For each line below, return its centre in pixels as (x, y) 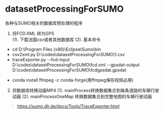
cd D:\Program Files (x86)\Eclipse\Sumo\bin (57, 49)
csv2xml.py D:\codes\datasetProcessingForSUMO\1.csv (68, 54)
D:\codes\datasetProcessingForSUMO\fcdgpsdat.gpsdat (69, 70)
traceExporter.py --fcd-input (41, 59)
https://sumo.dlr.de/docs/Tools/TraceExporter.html (68, 106)
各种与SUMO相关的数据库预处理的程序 (44, 23)
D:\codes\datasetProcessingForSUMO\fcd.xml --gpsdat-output (76, 65)
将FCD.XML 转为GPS (33, 33)
